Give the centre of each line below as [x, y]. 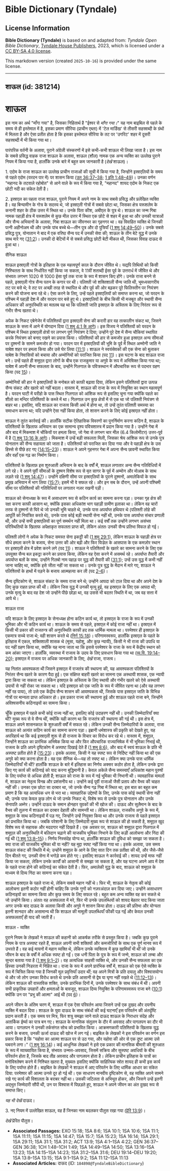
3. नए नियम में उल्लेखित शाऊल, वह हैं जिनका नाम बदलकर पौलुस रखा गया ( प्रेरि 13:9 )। [75, 1111]
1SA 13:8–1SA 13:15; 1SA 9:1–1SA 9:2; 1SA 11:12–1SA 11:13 [71, 1158]
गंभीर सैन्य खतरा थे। [22, 311]
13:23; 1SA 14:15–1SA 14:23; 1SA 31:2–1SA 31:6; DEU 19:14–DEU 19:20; [85, 1153]
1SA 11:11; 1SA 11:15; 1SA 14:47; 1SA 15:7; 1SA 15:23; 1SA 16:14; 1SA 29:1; [86, 1137]
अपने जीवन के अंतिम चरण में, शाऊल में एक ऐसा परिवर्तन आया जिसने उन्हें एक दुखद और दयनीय [80, 1005]
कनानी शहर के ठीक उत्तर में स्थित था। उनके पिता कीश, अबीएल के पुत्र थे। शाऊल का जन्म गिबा [81, 210]
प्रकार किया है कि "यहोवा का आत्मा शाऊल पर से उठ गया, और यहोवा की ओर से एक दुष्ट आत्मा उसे [82, 1039]
